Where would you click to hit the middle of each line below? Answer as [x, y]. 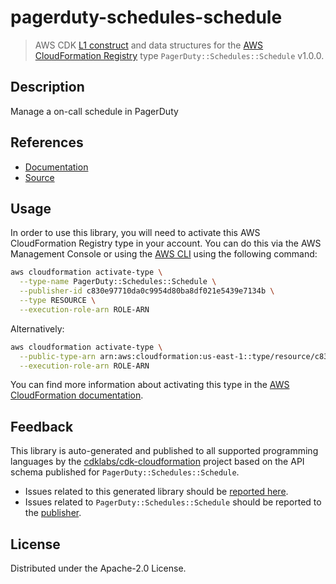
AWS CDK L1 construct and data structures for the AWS [149, 45]
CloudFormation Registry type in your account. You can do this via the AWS [166, 243]
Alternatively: [37, 328]
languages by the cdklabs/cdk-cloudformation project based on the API [157, 462]
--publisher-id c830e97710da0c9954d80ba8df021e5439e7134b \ [147, 291]
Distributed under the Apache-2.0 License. [98, 568]
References [47, 142]
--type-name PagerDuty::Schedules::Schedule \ [118, 282]
